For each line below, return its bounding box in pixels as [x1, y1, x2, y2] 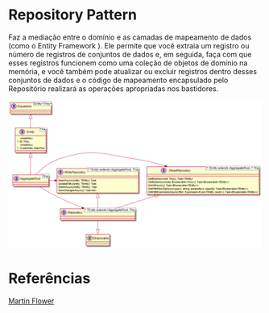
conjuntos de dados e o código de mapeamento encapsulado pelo [8, 75, 229, 85]
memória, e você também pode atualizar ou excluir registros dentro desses [8, 66, 258, 76]
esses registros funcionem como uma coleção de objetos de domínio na [8, 58, 248, 68]
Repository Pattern [8, 6, 137, 24]
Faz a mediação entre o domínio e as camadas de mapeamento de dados [8, 32, 252, 42]
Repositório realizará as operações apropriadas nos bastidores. [8, 83, 219, 94]
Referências [8, 269, 91, 288]
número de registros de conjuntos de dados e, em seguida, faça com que [8, 49, 252, 59]
